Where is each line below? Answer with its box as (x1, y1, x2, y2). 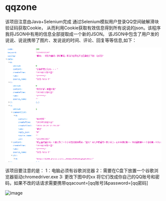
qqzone (5, 1, 37, 13)
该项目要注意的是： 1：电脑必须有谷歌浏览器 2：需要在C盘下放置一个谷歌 (5, 168, 155, 174)
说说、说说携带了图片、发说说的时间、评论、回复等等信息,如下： (5, 37, 137, 43)
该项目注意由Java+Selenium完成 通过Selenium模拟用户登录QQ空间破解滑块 (5, 18, 159, 24)
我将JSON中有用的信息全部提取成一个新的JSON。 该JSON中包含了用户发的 (5, 31, 160, 37)
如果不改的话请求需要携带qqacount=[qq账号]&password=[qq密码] (13, 180, 149, 186)
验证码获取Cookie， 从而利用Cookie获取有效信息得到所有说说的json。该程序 (5, 24, 161, 31)
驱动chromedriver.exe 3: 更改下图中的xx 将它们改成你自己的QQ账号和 (13, 174, 156, 180)
